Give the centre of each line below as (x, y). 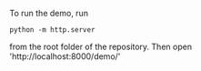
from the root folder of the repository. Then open (101, 46)
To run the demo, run (49, 13)
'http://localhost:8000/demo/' (65, 56)
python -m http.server (52, 30)
